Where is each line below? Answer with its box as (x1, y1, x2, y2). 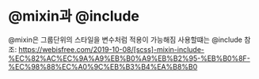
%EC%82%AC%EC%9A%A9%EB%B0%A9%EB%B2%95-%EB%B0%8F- (8, 53, 251, 63)
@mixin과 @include (8, 7, 140, 25)
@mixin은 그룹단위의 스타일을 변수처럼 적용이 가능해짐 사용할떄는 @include (8, 35, 243, 44)
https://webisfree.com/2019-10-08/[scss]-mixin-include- (18, 44, 204, 54)
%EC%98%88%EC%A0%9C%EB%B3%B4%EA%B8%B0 (8, 62, 198, 71)
